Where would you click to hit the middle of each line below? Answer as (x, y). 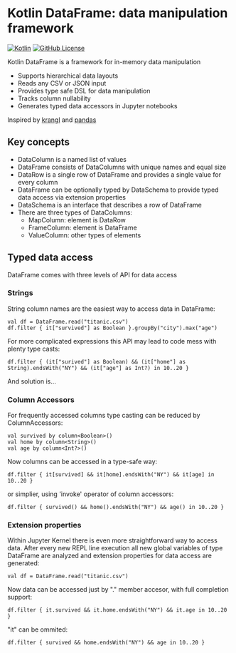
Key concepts (38, 142)
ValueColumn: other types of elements (85, 235)
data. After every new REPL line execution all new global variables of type (115, 548)
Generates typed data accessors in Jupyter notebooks (97, 106)
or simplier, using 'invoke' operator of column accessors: (91, 494)
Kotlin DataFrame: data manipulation (118, 13)
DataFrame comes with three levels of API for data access (92, 274)
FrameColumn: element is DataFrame (82, 227)
